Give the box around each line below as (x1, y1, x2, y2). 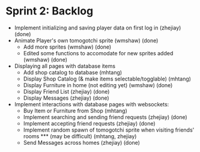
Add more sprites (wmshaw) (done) (23, 43, 112, 50)
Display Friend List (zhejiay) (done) (23, 88, 110, 95)
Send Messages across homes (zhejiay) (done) (23, 139, 141, 146)
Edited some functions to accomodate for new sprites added (23, 49, 174, 56)
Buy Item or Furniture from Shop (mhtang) (23, 107, 127, 114)
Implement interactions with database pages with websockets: (14, 100, 169, 108)
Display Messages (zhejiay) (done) (23, 94, 109, 102)
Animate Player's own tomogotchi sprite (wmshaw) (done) (14, 37, 159, 44)
